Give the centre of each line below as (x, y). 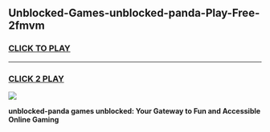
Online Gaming (34, 119)
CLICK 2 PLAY (36, 78)
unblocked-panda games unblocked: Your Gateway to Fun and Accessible (135, 110)
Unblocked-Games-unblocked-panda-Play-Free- (134, 13)
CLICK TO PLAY (39, 49)
